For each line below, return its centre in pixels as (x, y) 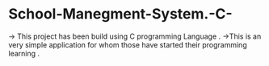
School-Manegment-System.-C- (120, 14)
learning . (24, 53)
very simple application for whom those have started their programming (128, 44)
